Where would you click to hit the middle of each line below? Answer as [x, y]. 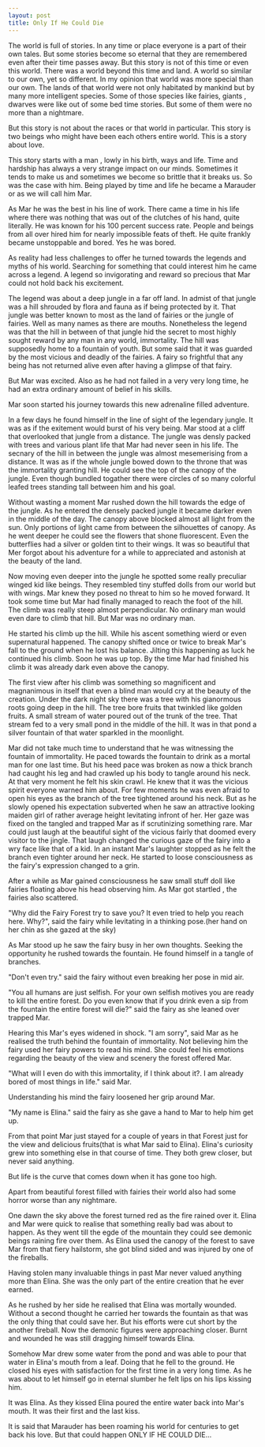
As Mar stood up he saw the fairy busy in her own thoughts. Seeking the [125, 945]
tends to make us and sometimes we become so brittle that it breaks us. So [130, 177]
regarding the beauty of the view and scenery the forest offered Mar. [120, 1058]
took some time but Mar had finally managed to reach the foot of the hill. [126, 601]
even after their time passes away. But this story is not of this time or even [129, 62]
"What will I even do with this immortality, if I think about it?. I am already [126, 1073]
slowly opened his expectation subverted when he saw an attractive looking [131, 806]
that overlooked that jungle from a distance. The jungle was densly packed [129, 436]
